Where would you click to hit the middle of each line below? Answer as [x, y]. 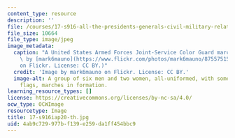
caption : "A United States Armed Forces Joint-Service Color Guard [114, 53]
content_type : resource [42, 14]
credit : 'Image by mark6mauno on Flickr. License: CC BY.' [101, 72]
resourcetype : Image [37, 111]
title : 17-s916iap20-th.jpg [48, 117]
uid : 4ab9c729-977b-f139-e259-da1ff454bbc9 [72, 124]
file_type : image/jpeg [40, 40]
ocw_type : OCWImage [36, 105]
